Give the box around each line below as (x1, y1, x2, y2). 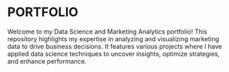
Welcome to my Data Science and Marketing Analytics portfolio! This (7, 27, 207, 36)
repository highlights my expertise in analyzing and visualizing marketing (7, 34, 220, 43)
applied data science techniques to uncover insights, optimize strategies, (7, 50, 221, 58)
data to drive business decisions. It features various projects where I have (7, 42, 223, 50)
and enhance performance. (7, 57, 87, 65)
